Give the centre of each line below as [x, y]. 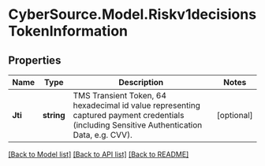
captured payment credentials [129, 115]
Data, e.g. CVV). [103, 135]
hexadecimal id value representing [137, 105]
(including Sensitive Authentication [138, 125]
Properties [35, 60]
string [54, 115]
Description [141, 82]
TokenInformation [68, 31]
